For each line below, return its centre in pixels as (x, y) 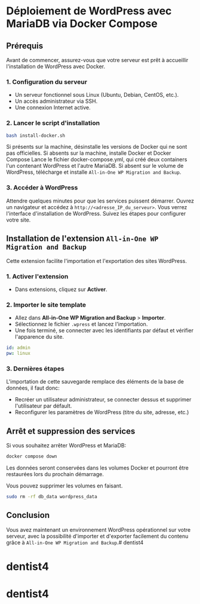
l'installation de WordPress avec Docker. (56, 66)
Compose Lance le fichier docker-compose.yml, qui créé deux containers (97, 160)
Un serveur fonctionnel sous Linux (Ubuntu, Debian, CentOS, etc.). (97, 95)
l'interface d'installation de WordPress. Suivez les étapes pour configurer (96, 213)
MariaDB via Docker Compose (82, 24)
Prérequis (25, 46)
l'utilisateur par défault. (43, 406)
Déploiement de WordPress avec (89, 11)
